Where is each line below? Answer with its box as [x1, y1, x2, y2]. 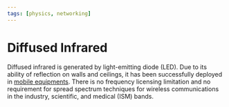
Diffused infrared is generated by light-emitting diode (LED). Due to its [7, 63, 208, 71]
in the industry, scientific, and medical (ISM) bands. [7, 92, 154, 100]
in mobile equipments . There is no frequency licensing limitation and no [7, 77, 211, 86]
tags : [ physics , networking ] [7, 10, 91, 17]
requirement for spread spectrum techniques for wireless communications [7, 84, 219, 93]
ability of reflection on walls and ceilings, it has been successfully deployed [7, 70, 223, 78]
